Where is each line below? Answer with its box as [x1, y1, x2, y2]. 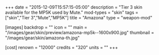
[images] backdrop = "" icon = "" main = [5, 24, 87, 30]
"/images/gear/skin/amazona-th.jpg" [5, 35, 80, 41]
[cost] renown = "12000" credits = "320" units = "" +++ [5, 45, 119, 50]
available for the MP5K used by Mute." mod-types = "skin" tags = [5, 9, 138, 15]
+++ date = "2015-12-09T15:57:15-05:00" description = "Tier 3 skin [5, 4, 142, 10]
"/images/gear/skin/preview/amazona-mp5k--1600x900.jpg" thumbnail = [5, 30, 155, 35]
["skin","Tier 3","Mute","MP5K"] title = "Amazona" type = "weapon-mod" [5, 15, 153, 20]
